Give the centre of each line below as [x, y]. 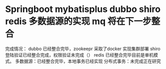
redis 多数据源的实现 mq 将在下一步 [78, 21]
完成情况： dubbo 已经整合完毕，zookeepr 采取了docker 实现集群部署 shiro [83, 48]
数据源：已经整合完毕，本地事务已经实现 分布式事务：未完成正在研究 [90, 61]
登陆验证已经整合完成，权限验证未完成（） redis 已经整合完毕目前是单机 [79, 55]
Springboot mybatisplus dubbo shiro [83, 9]
